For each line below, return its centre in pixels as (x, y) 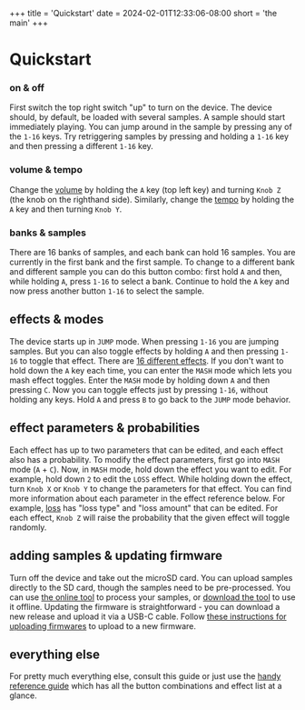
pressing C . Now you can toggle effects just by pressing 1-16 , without (139, 389)
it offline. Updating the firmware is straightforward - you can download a (145, 606)
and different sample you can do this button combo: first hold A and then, (146, 272)
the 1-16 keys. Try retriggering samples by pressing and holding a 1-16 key (149, 136)
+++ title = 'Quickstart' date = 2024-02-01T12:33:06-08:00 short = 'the (143, 13)
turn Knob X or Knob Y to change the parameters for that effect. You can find (151, 488)
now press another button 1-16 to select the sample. (107, 291)
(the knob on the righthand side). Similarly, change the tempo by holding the (152, 199)
